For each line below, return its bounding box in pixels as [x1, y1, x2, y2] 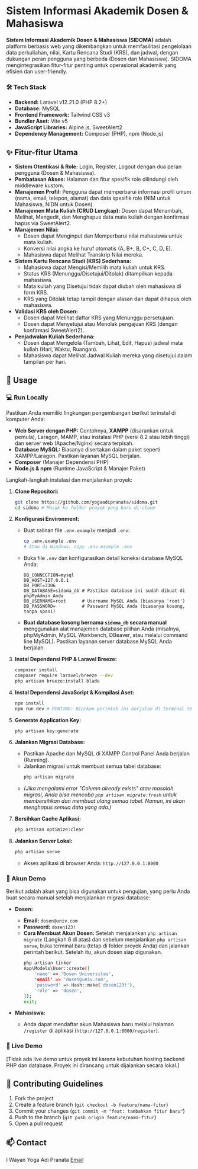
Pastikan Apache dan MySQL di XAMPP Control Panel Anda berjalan [23, 750, 190, 757]
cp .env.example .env [23, 538, 77, 545]
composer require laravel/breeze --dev [14, 672, 113, 679]
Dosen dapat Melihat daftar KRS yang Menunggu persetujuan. [23, 314, 175, 321]
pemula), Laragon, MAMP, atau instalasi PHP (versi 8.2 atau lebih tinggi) [14, 433, 190, 440]
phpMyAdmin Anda [23, 593, 64, 599]
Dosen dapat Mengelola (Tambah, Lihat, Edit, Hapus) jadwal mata [23, 340, 183, 347]
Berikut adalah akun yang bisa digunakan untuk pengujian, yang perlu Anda [6, 888, 190, 895]
